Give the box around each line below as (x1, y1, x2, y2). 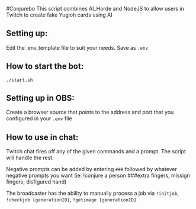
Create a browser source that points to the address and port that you (6, 109, 174, 116)
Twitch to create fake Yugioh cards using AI (6, 11, 113, 18)
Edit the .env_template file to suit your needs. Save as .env (6, 44, 149, 51)
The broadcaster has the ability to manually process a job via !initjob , (6, 189, 179, 197)
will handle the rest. (6, 154, 54, 162)
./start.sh (6, 77, 33, 83)
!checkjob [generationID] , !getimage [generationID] (6, 196, 137, 203)
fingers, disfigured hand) (6, 178, 67, 185)
